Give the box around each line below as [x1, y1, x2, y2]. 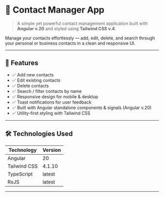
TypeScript [7, 170, 33, 177]
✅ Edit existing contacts [12, 77, 61, 83]
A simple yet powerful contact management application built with [17, 20, 148, 26]
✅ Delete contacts [12, 83, 49, 89]
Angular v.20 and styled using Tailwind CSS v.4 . [17, 25, 116, 31]
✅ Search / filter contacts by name [12, 88, 82, 94]
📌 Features [5, 59, 39, 67]
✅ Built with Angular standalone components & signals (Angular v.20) [12, 105, 152, 110]
